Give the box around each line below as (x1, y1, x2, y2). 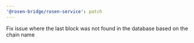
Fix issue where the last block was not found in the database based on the (6, 25, 189, 32)
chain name (6, 31, 35, 38)
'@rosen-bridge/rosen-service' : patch (6, 8, 102, 15)
